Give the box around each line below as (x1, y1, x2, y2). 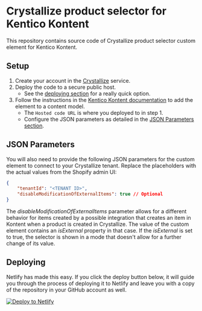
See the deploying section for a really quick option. (24, 89, 151, 97)
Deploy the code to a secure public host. (14, 83, 116, 91)
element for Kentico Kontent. (6, 43, 77, 51)
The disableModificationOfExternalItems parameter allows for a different (6, 208, 187, 215)
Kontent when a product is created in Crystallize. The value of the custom (6, 220, 189, 228)
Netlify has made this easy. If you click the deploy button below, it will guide (6, 273, 195, 280)
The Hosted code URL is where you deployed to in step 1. (24, 109, 163, 116)
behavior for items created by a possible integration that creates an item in (6, 214, 191, 222)
